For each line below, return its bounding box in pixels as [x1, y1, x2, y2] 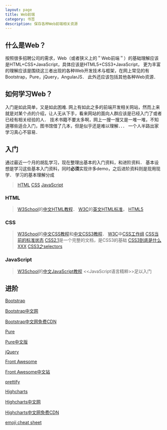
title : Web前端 [5, 12, 35, 17]
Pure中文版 [5, 339, 28, 345]
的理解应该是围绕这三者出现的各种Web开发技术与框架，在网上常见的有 [5, 68, 150, 74]
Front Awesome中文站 [5, 369, 51, 375]
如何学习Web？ [5, 90, 53, 98]
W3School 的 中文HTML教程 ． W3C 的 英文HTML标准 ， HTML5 [17, 206, 144, 212]
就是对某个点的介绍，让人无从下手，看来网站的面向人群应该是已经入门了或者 [5, 110, 162, 116]
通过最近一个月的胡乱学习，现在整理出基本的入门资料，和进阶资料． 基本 [5, 159, 155, 165]
